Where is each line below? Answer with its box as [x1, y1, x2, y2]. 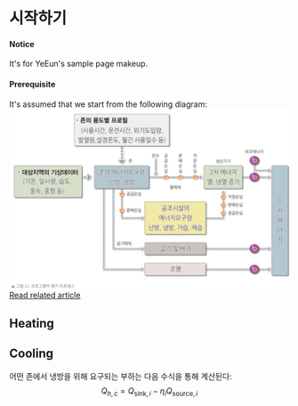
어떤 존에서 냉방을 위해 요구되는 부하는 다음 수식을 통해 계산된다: [9, 370, 233, 381]
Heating [9, 315, 55, 330]
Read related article [9, 290, 81, 301]
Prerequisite [9, 78, 56, 89]
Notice [9, 38, 35, 49]
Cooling [9, 346, 54, 361]
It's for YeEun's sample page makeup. [9, 59, 149, 69]
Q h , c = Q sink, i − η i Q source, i [101, 385, 198, 398]
